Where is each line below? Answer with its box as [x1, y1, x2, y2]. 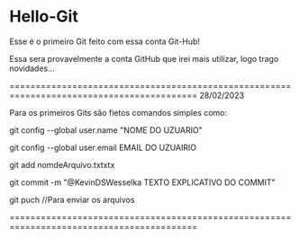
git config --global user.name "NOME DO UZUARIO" [9, 124, 203, 136]
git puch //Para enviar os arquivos [9, 194, 135, 205]
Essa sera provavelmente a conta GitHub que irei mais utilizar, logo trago [9, 53, 279, 64]
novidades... [9, 63, 56, 74]
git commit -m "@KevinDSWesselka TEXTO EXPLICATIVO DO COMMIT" [9, 177, 277, 188]
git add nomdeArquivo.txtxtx [9, 159, 115, 170]
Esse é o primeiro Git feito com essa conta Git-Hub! [9, 36, 201, 47]
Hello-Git [9, 6, 78, 27]
